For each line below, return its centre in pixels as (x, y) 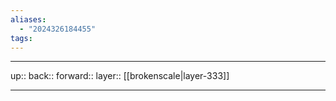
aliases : (28, 19)
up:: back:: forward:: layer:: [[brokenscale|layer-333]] (120, 76)
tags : (21, 38)
